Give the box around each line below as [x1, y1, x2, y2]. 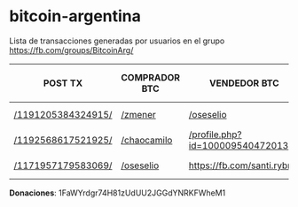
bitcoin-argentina [9, 6, 142, 27]
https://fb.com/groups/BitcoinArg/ [9, 44, 134, 55]
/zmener [121, 108, 157, 120]
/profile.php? [188, 128, 242, 141]
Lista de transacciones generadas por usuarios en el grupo [9, 35, 225, 46]
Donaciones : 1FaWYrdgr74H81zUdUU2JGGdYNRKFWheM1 [9, 188, 226, 198]
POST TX [43, 77, 83, 89]
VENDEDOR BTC [209, 77, 279, 89]
